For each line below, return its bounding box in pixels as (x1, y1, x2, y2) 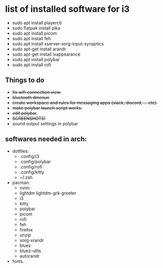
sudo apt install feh (12, 36, 51, 41)
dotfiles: (12, 148, 29, 154)
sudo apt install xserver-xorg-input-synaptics (12, 40, 104, 46)
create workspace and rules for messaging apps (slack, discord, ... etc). (12, 100, 158, 106)
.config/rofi (19, 164, 43, 170)
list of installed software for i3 (5, 3, 130, 15)
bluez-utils (19, 248, 41, 254)
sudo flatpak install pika (12, 25, 60, 31)
